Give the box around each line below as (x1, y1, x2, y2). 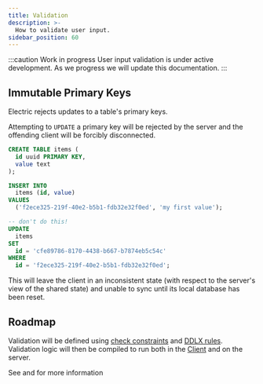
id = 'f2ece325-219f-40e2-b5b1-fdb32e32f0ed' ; (15, 261, 170, 269)
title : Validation (8, 11, 68, 20)
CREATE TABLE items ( (8, 146, 79, 154)
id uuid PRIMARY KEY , (15, 152, 86, 161)
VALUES (8, 196, 30, 204)
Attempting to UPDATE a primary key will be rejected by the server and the (8, 123, 243, 132)
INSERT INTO (8, 181, 47, 189)
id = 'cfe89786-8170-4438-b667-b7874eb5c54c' (15, 247, 167, 255)
